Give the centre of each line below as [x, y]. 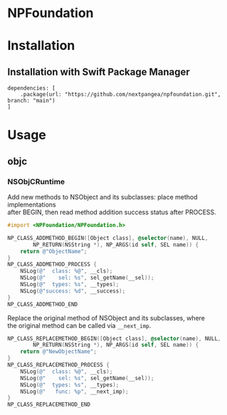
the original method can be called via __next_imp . [79, 325]
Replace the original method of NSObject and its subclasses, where [106, 317]
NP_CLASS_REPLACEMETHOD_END [49, 405]
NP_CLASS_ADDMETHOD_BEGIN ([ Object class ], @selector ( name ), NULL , [108, 238]
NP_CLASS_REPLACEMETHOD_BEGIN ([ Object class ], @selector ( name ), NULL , [114, 338]
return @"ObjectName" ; [54, 251]
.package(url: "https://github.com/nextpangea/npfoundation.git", [121, 95]
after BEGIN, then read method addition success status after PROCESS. [112, 212]
